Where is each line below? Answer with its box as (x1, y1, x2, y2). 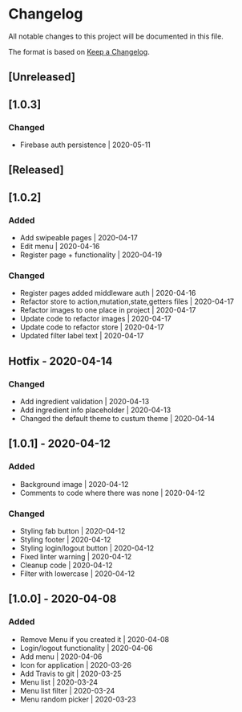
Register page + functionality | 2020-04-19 (19, 250, 163, 260)
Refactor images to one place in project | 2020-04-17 (19, 305, 196, 315)
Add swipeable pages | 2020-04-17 (19, 233, 138, 243)
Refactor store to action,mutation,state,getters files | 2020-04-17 (19, 297, 235, 306)
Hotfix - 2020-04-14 (8, 354, 113, 368)
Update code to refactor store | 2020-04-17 (19, 322, 164, 332)
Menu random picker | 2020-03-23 (19, 694, 136, 704)
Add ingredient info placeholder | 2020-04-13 (19, 405, 171, 415)
